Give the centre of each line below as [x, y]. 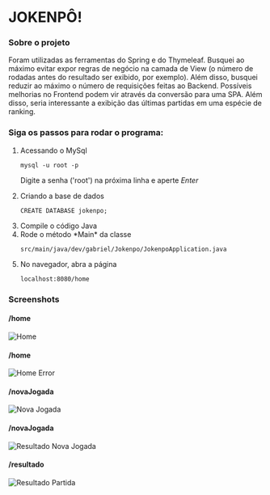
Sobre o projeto [39, 43]
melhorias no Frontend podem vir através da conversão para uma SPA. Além [135, 95]
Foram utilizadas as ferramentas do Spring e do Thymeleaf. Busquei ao [127, 60]
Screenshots [34, 299]
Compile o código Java [59, 226]
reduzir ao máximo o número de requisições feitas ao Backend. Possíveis [130, 86]
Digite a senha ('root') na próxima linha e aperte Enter [109, 180]
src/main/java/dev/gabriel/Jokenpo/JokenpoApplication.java [123, 249]
